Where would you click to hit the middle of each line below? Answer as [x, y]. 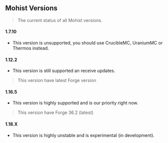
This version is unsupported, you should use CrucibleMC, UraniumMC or [88, 43]
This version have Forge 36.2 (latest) [55, 112]
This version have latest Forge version [57, 80]
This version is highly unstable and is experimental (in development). [83, 135]
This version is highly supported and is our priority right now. [75, 103]
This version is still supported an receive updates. [64, 71]
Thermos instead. [31, 48]
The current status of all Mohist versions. [60, 20]
